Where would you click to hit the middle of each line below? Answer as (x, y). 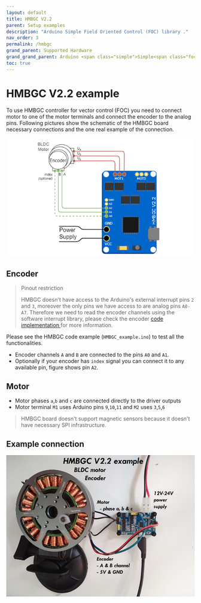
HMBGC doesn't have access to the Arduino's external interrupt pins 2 (107, 300)
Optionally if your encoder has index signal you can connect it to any (99, 361)
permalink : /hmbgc (29, 44)
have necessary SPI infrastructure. (63, 425)
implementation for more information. (67, 325)
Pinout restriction (42, 288)
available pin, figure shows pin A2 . (57, 368)
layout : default (26, 13)
